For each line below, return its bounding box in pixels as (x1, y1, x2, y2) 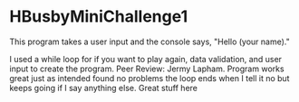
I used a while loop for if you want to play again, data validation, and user (9, 53, 283, 64)
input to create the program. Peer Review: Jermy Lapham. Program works (9, 63, 285, 74)
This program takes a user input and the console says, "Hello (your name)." (9, 36, 290, 47)
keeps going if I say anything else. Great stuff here (9, 82, 198, 93)
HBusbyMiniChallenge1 (9, 6, 188, 27)
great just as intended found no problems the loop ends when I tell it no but (9, 72, 290, 83)
